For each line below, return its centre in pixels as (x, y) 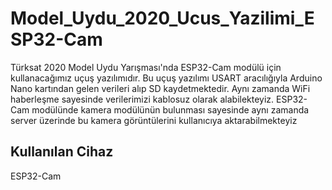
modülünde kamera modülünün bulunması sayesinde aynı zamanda (170, 109)
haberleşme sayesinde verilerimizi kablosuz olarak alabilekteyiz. (142, 99)
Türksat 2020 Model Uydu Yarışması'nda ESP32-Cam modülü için (146, 67)
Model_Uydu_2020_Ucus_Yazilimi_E (162, 18)
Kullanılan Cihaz (62, 152)
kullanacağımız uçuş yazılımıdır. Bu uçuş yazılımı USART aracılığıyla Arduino (166, 78)
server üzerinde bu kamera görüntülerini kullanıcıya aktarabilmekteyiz (154, 120)
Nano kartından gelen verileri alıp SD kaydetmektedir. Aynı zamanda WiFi (160, 88)
